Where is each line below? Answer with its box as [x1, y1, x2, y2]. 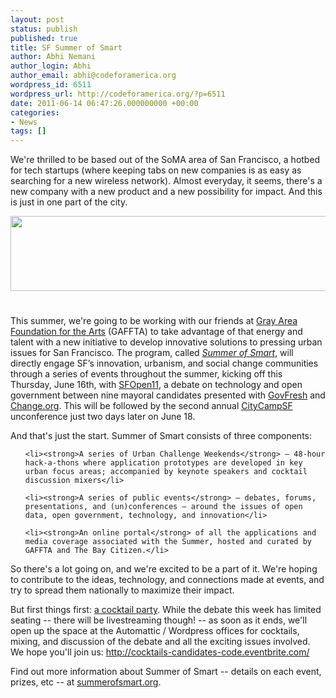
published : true [10, 33, 78, 43]
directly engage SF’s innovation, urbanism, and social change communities [10, 357, 319, 370]
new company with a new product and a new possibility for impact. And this [10, 186, 323, 198]
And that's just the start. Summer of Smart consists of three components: [10, 430, 312, 442]
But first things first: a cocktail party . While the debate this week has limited [10, 604, 322, 616]
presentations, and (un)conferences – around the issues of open [24, 502, 303, 512]
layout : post [10, 14, 65, 25]
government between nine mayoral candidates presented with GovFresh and [10, 389, 326, 401]
